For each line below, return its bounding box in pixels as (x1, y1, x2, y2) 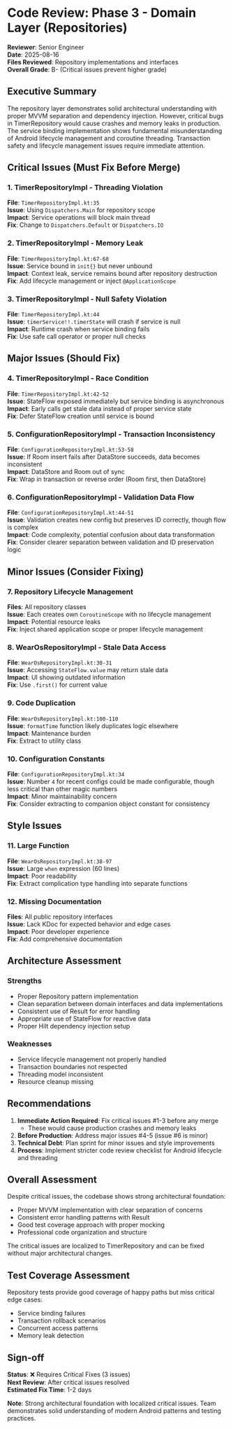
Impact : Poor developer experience (7, 927, 110, 935)
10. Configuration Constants (7, 754, 105, 764)
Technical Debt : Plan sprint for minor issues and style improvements (17, 1138, 215, 1147)
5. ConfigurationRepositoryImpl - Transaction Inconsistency (7, 429, 216, 439)
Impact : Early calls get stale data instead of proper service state (7, 404, 192, 412)
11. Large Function (7, 841, 70, 851)
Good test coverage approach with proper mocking (17, 1220, 165, 1229)
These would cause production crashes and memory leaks (27, 1124, 197, 1132)
